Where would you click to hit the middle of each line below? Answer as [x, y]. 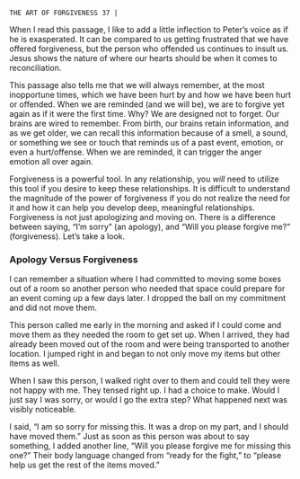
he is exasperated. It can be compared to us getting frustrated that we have [149, 39]
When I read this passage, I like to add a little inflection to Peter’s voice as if [149, 30]
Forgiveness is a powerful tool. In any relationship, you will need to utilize [145, 179]
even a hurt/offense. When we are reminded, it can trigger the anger [136, 152]
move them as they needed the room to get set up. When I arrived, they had [150, 335]
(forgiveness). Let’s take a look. [67, 236]
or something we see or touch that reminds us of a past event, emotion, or [146, 142]
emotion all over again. [52, 161]
